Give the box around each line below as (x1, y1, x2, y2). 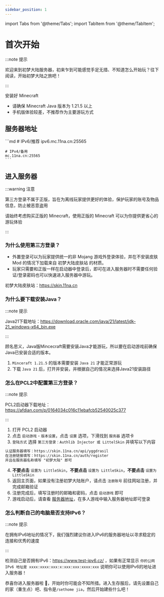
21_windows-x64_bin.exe (5, 324, 56, 329)
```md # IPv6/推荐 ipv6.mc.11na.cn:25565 (5, 139, 87, 144)
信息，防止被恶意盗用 (5, 203, 48, 208)
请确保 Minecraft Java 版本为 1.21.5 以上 (12, 103, 93, 109)
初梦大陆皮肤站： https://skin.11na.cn (5, 283, 78, 288)
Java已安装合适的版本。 (5, 350, 54, 355)
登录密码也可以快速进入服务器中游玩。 (18, 272, 95, 278)
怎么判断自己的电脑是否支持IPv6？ (5, 509, 86, 516)
